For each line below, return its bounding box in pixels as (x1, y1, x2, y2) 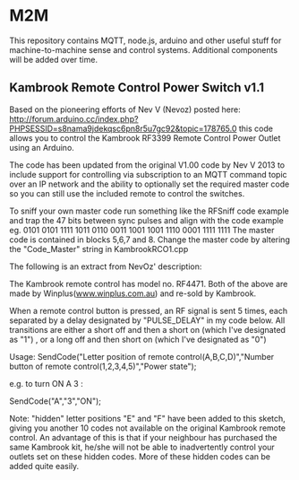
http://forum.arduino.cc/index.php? (9, 113, 139, 124)
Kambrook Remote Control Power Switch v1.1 (9, 80, 265, 95)
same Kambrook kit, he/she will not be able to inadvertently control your (9, 441, 275, 452)
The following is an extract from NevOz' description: (9, 261, 202, 272)
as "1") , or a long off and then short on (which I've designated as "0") (9, 334, 267, 345)
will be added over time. (9, 54, 98, 65)
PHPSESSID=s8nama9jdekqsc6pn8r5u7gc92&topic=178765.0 (9, 123, 237, 134)
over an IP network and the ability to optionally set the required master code (9, 179, 290, 189)
